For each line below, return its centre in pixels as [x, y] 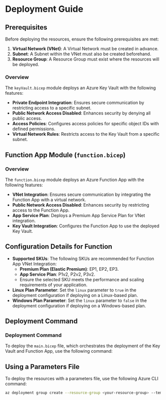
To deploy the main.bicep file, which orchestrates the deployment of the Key [83, 346]
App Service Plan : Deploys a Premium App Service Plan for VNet [79, 215]
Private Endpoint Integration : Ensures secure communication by [78, 103]
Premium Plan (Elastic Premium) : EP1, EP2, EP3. [69, 269]
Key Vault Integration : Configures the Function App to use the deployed [86, 226]
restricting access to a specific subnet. [52, 108]
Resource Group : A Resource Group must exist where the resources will [86, 59]
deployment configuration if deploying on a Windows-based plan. [79, 306]
